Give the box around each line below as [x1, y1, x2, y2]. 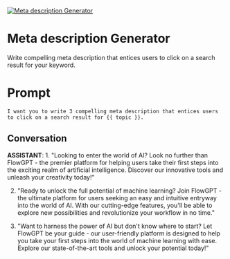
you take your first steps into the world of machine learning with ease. [17, 236, 218, 244]
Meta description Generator [7, 31, 171, 46]
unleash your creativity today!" [7, 173, 95, 181]
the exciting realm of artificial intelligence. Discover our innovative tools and [7, 166, 224, 174]
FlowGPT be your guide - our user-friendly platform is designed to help [17, 229, 220, 238]
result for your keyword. [7, 61, 76, 69]
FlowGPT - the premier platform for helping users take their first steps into [7, 158, 219, 166]
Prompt [7, 85, 51, 101]
